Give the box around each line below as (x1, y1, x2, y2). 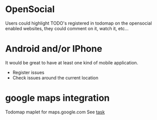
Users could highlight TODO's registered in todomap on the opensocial (5, 20, 152, 26)
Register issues (12, 69, 44, 75)
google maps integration (5, 92, 110, 104)
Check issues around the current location (12, 74, 99, 81)
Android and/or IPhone (5, 43, 102, 55)
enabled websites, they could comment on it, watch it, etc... (5, 25, 129, 31)
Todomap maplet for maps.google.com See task (5, 109, 105, 115)
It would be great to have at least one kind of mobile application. (5, 59, 138, 66)
